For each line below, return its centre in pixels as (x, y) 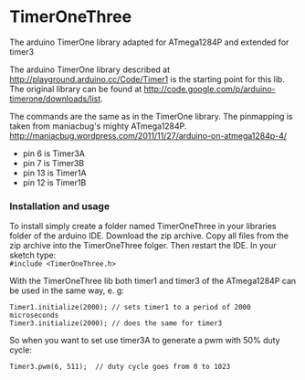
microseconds (34, 316)
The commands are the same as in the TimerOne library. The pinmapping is (151, 116)
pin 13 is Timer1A (54, 173)
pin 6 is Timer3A (53, 153)
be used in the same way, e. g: (67, 290)
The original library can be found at (76, 89)
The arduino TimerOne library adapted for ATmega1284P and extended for (149, 42)
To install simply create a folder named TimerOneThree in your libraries (143, 227)
